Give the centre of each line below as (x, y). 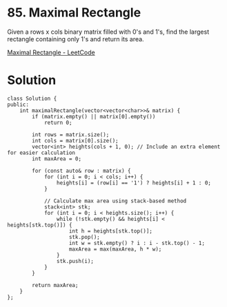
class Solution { (32, 98)
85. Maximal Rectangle (74, 13)
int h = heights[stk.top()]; (111, 231)
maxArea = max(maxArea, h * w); (115, 249)
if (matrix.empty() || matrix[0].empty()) (94, 116)
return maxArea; (55, 285)
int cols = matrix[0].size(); (75, 140)
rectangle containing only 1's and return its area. (76, 39)
